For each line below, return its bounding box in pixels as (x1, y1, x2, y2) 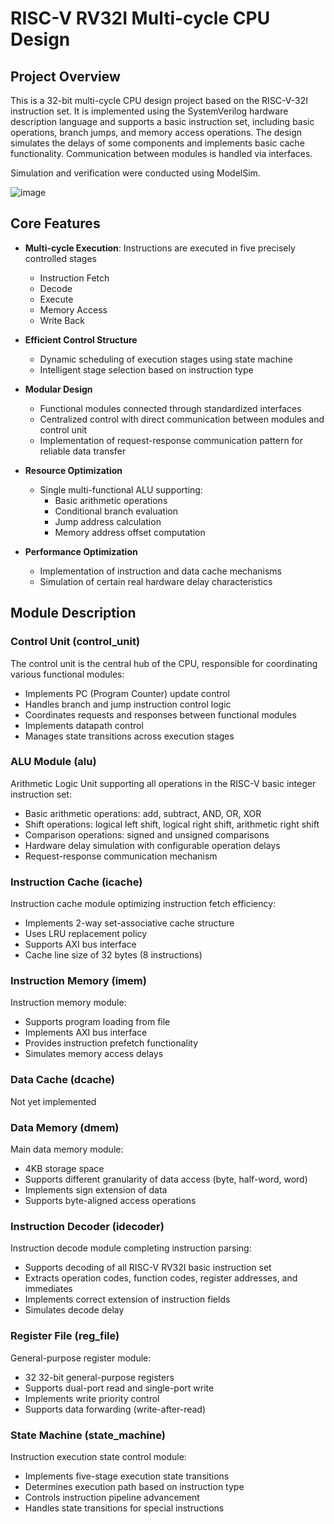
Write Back (39, 314, 85, 326)
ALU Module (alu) (10, 755, 97, 769)
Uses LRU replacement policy (24, 928, 148, 940)
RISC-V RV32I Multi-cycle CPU (10, 7, 271, 30)
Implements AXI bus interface (24, 1027, 148, 1039)
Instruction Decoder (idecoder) (10, 1219, 165, 1233)
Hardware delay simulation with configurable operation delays (24, 839, 281, 851)
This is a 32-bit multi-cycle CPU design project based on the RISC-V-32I (10, 95, 308, 106)
